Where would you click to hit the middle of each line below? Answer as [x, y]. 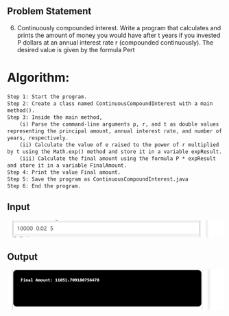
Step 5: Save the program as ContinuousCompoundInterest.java [98, 179]
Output [22, 257]
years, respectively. [38, 138]
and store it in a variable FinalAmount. [67, 165]
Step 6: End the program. [44, 186]
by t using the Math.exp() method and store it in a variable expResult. [115, 151]
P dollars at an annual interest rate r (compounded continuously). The [115, 42]
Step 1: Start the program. [47, 97]
